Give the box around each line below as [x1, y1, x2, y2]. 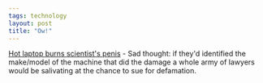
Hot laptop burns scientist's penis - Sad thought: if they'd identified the [8, 49, 246, 59]
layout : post [8, 19, 53, 27]
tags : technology [8, 11, 67, 20]
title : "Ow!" [8, 27, 53, 35]
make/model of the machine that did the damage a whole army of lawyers [8, 57, 256, 67]
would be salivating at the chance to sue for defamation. [8, 66, 197, 76]
